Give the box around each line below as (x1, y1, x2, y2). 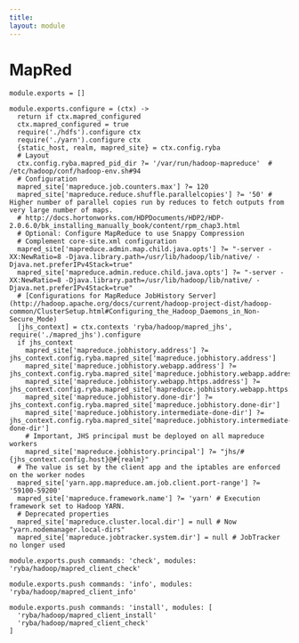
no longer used (9, 541, 66, 550)
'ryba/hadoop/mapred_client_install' (17, 611, 158, 620)
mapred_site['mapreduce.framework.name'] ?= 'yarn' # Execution (17, 494, 261, 503)
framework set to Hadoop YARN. (9, 502, 125, 511)
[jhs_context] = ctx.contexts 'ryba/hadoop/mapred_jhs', (17, 322, 233, 332)
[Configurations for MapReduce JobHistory (25, 291, 185, 301)
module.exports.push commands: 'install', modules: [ (9, 603, 214, 613)
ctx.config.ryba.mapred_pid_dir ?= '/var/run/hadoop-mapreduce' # (17, 159, 273, 168)
